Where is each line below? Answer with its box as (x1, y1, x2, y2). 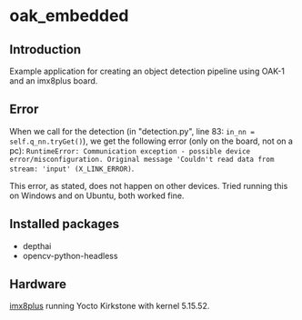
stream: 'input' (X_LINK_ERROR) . (9, 163, 135, 174)
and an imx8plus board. (9, 75, 98, 86)
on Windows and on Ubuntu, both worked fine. (9, 190, 185, 201)
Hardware (9, 276, 66, 292)
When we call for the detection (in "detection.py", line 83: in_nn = (9, 125, 255, 136)
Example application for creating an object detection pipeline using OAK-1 (9, 65, 285, 76)
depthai (22, 240, 52, 251)
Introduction (9, 42, 82, 57)
